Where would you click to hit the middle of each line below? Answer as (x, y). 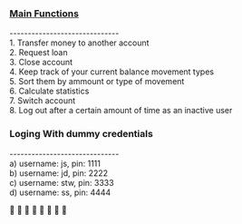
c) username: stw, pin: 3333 (62, 182)
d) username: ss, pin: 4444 (60, 192)
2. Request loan (39, 53)
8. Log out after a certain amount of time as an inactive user (121, 111)
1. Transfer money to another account (79, 43)
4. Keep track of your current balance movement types (112, 72)
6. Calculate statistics (49, 91)
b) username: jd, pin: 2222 (59, 173)
